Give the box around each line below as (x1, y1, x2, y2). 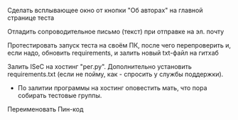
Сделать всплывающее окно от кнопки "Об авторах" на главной (7, 6, 203, 14)
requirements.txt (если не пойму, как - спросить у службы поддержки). (7, 70, 224, 78)
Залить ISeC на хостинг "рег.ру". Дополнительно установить (7, 62, 192, 70)
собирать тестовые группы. (17, 92, 102, 99)
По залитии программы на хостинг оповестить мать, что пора (17, 84, 207, 92)
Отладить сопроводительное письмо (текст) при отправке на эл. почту (7, 28, 225, 36)
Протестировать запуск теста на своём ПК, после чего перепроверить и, (7, 41, 232, 49)
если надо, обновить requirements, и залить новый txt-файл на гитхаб (7, 49, 219, 57)
